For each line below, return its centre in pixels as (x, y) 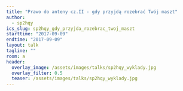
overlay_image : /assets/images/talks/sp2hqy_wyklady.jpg (84, 67)
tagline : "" (21, 51)
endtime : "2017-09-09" (34, 40)
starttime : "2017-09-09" (37, 34)
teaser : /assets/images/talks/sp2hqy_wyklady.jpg (74, 78)
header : (16, 62)
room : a (16, 56)
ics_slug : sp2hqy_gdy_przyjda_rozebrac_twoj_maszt (71, 28)
